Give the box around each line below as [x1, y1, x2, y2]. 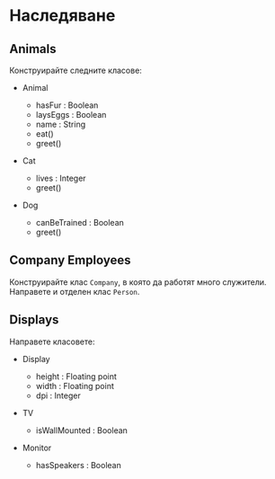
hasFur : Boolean [35, 100, 99, 111]
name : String [35, 119, 86, 129]
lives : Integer [35, 173, 87, 183]
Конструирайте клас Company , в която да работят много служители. [9, 276, 267, 288]
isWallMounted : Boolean [35, 424, 129, 436]
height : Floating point [35, 370, 117, 382]
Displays [9, 312, 59, 328]
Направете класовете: [9, 336, 95, 347]
